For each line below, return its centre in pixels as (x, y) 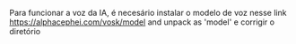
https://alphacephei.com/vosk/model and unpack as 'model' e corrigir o (142, 22)
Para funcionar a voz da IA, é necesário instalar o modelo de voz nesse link (148, 13)
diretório (25, 31)
